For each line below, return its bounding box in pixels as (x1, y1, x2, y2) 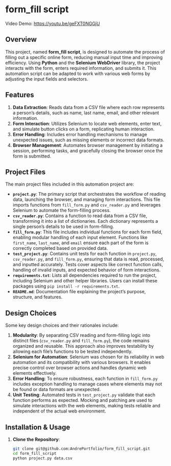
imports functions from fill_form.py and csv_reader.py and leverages (12, 202, 161, 208)
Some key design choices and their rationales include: (5, 322, 119, 328)
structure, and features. (12, 294, 63, 300)
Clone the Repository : (12, 436, 60, 442)
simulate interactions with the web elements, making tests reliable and (12, 403, 161, 409)
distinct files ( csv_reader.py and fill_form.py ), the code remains (12, 338, 150, 344)
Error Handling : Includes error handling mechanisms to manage (12, 131, 147, 137)
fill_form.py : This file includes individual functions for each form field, (12, 229, 163, 235)
